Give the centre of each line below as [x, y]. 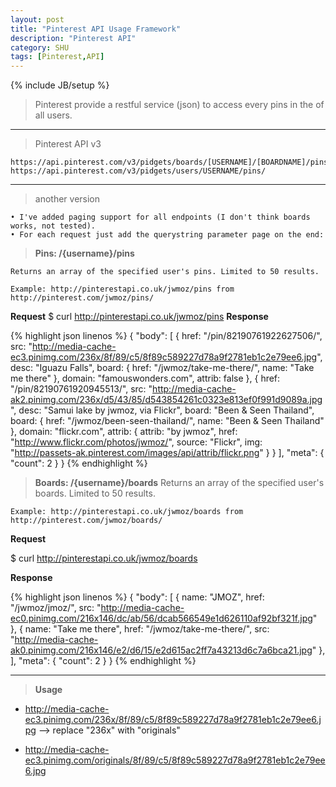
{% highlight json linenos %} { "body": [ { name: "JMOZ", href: [137, 597]
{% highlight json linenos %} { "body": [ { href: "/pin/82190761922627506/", [166, 336]
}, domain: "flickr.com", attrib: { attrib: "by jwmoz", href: [124, 432]
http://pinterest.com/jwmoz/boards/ [86, 521]
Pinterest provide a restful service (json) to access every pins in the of [179, 105]
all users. [53, 115]
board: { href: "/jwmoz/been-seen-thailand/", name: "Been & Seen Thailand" [167, 421]
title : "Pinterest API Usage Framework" [96, 29]
